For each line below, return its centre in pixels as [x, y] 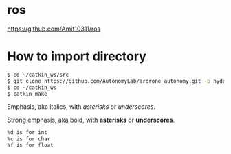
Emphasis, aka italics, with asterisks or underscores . [81, 107]
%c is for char [29, 139]
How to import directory [77, 56]
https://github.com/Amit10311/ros [54, 29]
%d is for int [27, 133]
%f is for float [30, 146]
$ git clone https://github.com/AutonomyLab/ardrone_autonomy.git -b [109, 81]
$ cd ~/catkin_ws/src [38, 75]
